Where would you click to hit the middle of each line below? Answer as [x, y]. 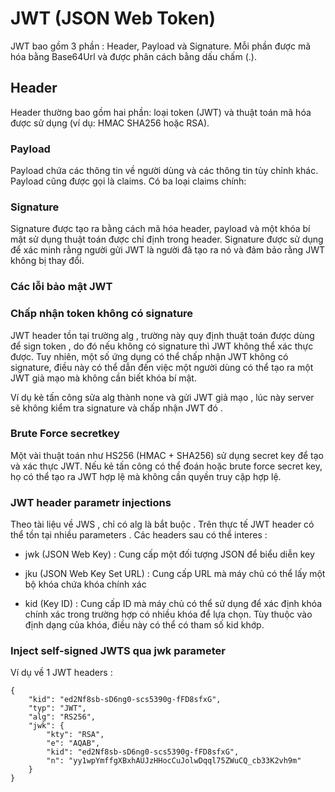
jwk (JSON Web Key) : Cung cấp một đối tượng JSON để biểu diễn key [169, 554]
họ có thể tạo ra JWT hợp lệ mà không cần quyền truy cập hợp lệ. [146, 476]
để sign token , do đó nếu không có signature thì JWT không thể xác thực [162, 346]
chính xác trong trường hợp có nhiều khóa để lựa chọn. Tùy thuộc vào [168, 614]
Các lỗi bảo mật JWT [61, 287]
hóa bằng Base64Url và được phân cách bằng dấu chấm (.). [133, 56]
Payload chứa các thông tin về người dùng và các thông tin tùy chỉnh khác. [164, 171]
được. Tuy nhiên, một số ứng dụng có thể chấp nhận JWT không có [149, 356]
